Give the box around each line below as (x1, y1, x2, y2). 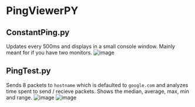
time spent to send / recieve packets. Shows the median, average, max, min (6, 88, 189, 95)
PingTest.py (6, 66, 51, 76)
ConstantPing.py (6, 27, 70, 37)
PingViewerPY (6, 4, 79, 18)
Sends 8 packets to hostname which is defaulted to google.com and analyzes (6, 81, 189, 88)
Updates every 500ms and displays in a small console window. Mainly (6, 43, 175, 50)
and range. (6, 94, 32, 101)
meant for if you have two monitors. (6, 49, 93, 56)
